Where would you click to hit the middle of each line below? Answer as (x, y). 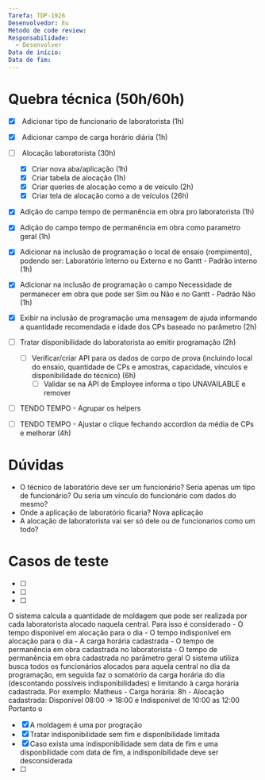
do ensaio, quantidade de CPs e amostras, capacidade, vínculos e (140, 367)
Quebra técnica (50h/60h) (96, 99)
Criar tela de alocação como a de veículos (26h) (110, 196)
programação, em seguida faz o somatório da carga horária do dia (117, 674)
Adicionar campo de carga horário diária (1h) (95, 137)
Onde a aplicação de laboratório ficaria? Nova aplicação (111, 512)
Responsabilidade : (38, 38)
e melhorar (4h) (45, 433)
